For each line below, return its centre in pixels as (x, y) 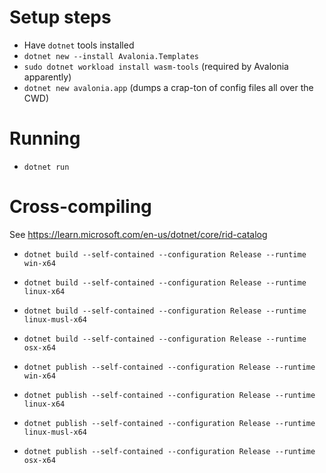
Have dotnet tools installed (79, 45)
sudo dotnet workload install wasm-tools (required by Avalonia (156, 66)
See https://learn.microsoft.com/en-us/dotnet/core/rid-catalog (138, 234)
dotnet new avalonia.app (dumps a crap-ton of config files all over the (168, 87)
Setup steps (60, 17)
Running (45, 138)
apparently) (47, 77)
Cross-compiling (80, 207)
